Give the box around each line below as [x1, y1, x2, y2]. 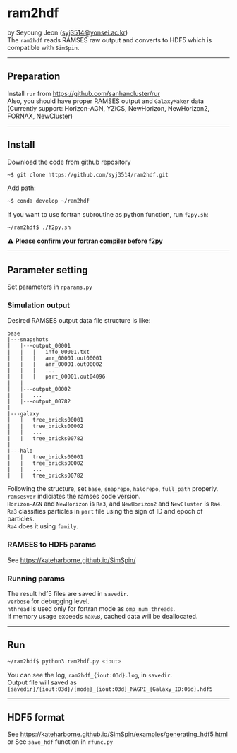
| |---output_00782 [7, 398, 71, 405]
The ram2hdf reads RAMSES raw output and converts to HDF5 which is [7, 35, 212, 44]
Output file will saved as [7, 678, 78, 687]
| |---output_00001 [7, 343, 71, 350]
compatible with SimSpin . [7, 43, 80, 52]
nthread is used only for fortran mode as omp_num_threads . [7, 604, 175, 612]
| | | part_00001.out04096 [7, 373, 106, 381]
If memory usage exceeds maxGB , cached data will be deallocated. [7, 612, 198, 620]
